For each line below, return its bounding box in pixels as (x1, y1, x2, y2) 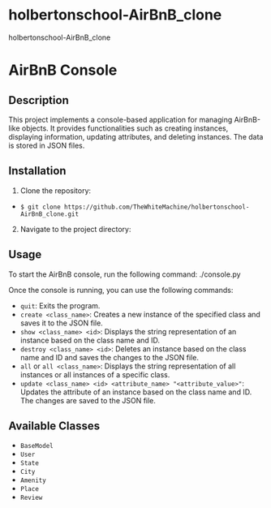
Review (19, 493, 43, 502)
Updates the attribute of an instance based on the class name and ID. (19, 387, 252, 397)
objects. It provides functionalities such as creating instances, (21, 123, 229, 133)
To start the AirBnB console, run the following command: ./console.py (8, 269, 241, 279)
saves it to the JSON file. (19, 318, 103, 328)
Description (8, 93, 69, 107)
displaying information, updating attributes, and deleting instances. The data (8, 131, 264, 141)
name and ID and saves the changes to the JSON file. (19, 352, 200, 362)
